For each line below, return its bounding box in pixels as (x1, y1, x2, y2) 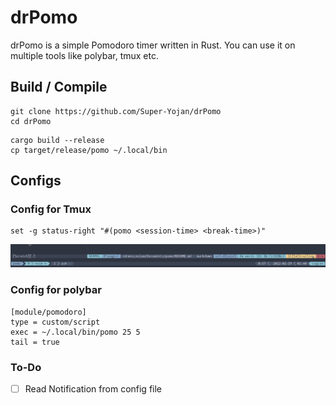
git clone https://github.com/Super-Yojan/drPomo (10, 106, 222, 116)
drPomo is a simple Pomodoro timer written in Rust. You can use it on (10, 39, 296, 51)
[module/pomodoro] (10, 307, 87, 317)
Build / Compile (10, 79, 108, 96)
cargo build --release (10, 135, 105, 145)
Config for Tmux (10, 202, 92, 216)
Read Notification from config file (24, 382, 163, 395)
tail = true (10, 337, 60, 347)
